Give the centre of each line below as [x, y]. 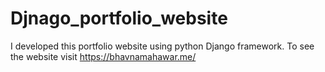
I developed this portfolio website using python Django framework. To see [162, 46]
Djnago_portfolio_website [119, 18]
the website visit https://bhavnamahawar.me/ [103, 56]
